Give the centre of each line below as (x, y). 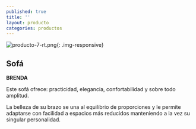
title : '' (18, 17)
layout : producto (28, 22)
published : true (26, 12)
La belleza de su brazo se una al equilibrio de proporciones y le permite (94, 107)
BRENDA (17, 78)
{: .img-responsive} (80, 45)
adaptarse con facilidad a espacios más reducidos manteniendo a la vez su (98, 114)
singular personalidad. (34, 120)
